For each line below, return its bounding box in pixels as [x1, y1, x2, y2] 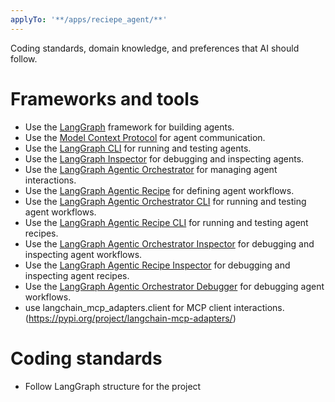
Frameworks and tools [10, 87, 200, 110]
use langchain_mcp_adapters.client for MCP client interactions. [24, 301, 285, 313]
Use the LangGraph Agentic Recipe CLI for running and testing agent [24, 216, 309, 228]
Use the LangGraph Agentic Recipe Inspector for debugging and [24, 259, 291, 271]
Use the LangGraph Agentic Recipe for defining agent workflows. [24, 184, 295, 196]
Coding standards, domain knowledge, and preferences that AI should [10, 42, 300, 54]
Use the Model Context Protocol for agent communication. [24, 131, 266, 143]
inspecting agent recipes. [24, 269, 130, 281]
